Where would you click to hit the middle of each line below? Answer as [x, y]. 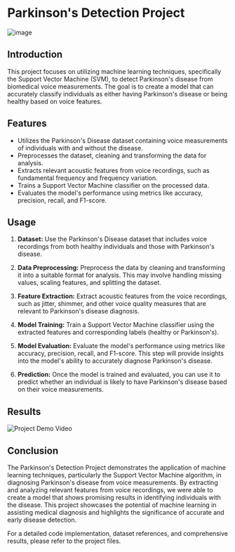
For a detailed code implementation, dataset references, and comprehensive [117, 533]
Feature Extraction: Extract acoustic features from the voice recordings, [122, 296]
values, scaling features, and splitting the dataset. [89, 283]
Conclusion [33, 450]
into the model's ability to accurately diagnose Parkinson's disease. [115, 361]
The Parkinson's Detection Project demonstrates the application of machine [117, 468]
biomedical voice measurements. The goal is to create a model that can [110, 86]
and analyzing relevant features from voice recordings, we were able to [110, 490]
